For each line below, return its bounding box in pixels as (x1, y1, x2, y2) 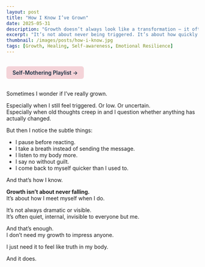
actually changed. (6, 114, 51, 122)
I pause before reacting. (15, 138, 76, 145)
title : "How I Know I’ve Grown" (6, 15, 88, 21)
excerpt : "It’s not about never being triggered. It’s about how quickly (6, 32, 198, 38)
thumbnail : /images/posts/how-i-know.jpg (6, 37, 113, 43)
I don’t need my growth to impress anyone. (6, 231, 114, 238)
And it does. (6, 255, 37, 262)
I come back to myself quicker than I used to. (15, 164, 129, 172)
